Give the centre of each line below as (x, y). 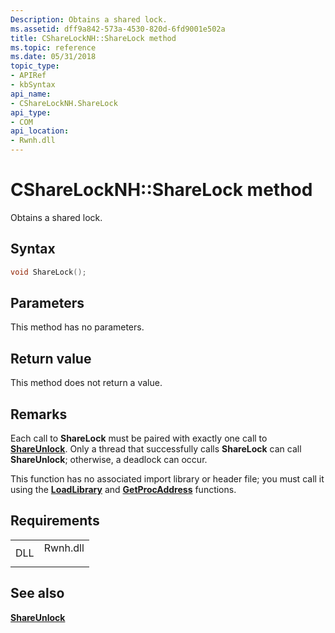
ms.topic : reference (53, 47)
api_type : (31, 112)
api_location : (40, 131)
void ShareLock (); (48, 272)
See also (37, 593)
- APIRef (28, 76)
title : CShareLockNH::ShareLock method (93, 38)
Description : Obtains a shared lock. (89, 19)
